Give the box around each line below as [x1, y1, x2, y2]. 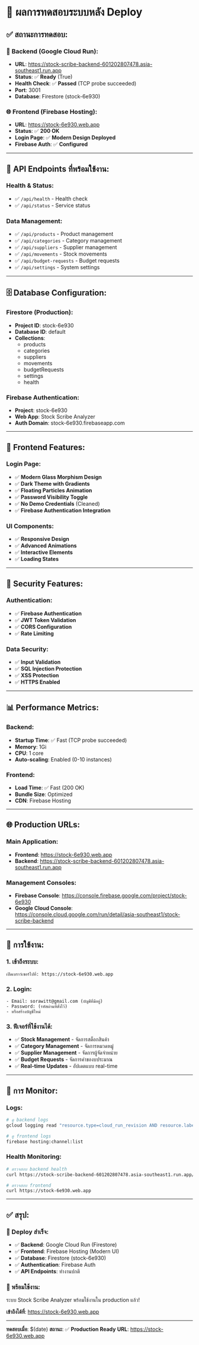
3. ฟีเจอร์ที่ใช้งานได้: [6, 1022, 53, 1031]
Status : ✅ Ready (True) [14, 73, 73, 80]
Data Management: [6, 216, 63, 225]
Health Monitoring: [6, 1153, 62, 1161]
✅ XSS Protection [14, 672, 59, 679]
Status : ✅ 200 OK [14, 128, 60, 135]
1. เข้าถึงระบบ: [6, 958, 39, 966]
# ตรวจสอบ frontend [6, 1183, 52, 1188]
